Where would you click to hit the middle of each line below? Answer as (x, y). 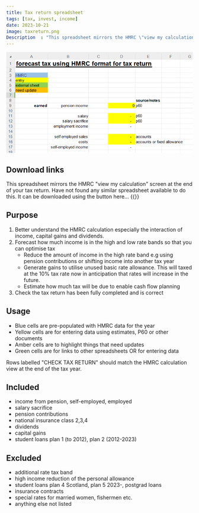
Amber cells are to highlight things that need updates (79, 344)
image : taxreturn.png (33, 31)
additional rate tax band (44, 473)
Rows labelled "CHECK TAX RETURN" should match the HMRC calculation (97, 362)
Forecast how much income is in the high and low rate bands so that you (103, 242)
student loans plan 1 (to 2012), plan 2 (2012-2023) (76, 439)
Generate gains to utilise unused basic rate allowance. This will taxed (108, 267)
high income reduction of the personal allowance (74, 479)
